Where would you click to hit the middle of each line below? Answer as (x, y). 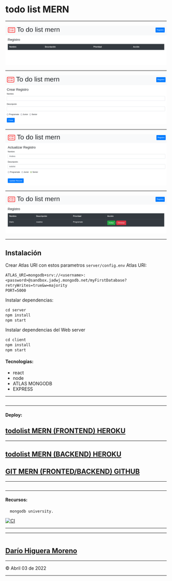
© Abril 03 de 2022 (26, 568)
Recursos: (16, 500)
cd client (16, 340)
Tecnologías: (19, 361)
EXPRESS (23, 389)
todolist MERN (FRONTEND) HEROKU (66, 431)
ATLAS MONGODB (33, 384)
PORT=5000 (16, 290)
